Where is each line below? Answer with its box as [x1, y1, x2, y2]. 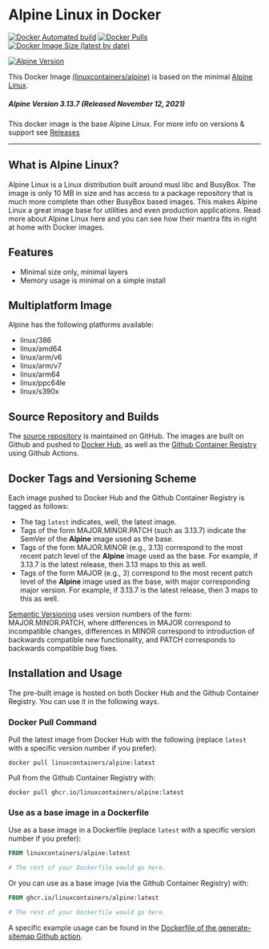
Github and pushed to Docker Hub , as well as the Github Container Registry [8, 440, 258, 450]
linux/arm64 [19, 369, 61, 379]
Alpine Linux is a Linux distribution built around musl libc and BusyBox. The [8, 179, 256, 189]
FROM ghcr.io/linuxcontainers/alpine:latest [8, 894, 159, 902]
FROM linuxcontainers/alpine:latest [8, 849, 130, 857]
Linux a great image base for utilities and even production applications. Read [8, 205, 261, 214]
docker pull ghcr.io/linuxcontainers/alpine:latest [8, 788, 184, 796]
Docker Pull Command [8, 716, 98, 727]
